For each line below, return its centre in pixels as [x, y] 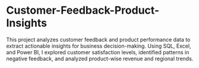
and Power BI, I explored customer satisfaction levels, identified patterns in [98, 52]
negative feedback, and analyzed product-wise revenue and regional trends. [100, 58]
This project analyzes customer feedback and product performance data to [98, 39]
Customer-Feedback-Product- [83, 10]
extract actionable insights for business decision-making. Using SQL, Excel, [99, 46]
